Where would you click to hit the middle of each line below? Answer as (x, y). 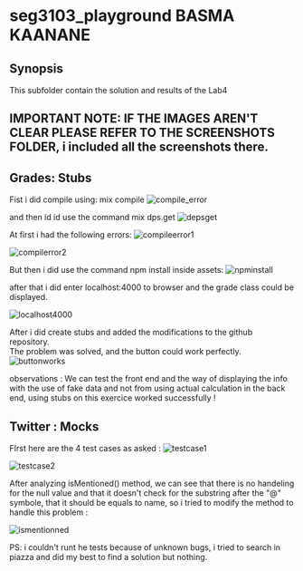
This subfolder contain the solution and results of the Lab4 (118, 90)
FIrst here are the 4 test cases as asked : (85, 449)
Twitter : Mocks (54, 426)
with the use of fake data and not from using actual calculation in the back (147, 388)
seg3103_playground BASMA (122, 16)
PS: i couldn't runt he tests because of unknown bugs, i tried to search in (145, 547)
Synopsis (36, 68)
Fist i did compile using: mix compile (77, 199)
